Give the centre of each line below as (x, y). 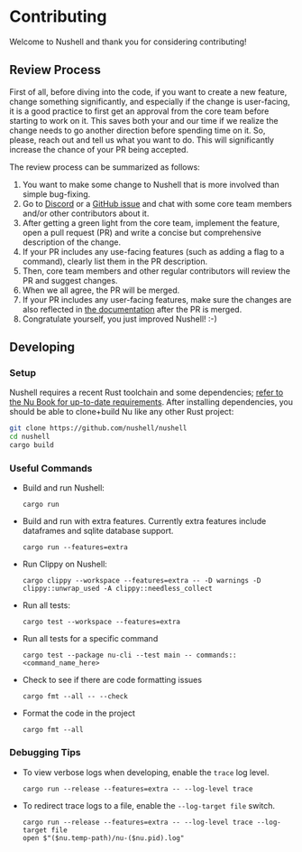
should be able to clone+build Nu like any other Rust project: (122, 412)
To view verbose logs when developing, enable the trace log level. (146, 772)
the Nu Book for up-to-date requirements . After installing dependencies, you (151, 402)
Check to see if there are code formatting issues (112, 680)
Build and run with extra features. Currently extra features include (144, 521)
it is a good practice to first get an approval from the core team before (139, 111)
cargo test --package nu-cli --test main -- (107, 655)
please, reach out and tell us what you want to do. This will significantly (142, 140)
